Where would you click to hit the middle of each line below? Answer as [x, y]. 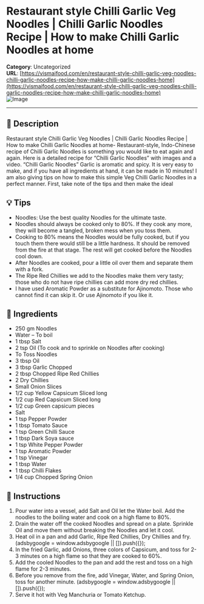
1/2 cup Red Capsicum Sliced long [58, 400]
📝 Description [32, 124]
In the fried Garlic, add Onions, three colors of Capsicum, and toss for [102, 550]
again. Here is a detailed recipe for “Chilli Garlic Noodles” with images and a [101, 158]
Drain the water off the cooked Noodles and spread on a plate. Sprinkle [104, 524]
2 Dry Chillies [32, 380]
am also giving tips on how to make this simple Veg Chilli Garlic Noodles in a [101, 177]
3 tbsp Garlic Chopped [43, 367]
